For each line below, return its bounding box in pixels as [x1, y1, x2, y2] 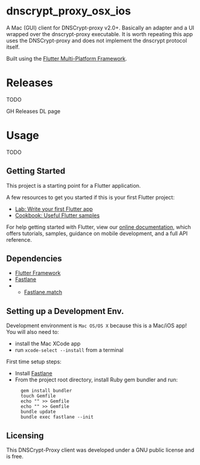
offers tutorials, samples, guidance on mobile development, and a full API [6, 230, 188, 237]
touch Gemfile [20, 393, 56, 399]
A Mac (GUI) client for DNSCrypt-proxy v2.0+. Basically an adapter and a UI [6, 24, 195, 31]
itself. [6, 43, 20, 51]
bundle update [20, 409, 56, 415]
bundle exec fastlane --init [20, 414, 94, 420]
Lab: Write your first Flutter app [14, 205, 93, 212]
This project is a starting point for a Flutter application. [6, 182, 141, 189]
